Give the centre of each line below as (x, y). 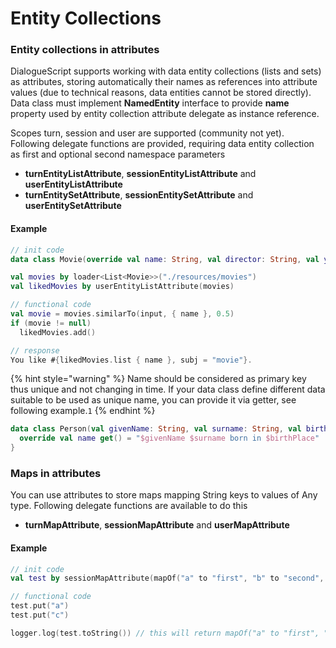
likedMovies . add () (58, 332)
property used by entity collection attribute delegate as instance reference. (165, 114)
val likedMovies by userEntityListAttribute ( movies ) (122, 287)
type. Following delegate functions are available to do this (129, 506)
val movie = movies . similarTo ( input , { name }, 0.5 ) (122, 314)
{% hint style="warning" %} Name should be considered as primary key (158, 379)
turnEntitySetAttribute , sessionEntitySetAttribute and (139, 195)
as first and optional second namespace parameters (118, 154)
